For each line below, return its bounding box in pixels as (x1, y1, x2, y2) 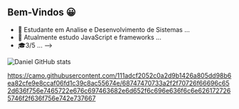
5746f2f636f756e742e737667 (7, 93, 96, 103)
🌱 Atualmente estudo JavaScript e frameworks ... (17, 33, 161, 41)
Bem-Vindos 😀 (7, 6, 76, 19)
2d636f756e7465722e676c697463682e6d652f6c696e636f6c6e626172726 (7, 86, 231, 95)
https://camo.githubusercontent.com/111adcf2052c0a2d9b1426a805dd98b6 (7, 71, 232, 80)
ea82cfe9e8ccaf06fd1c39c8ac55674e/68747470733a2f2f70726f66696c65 (7, 78, 230, 87)
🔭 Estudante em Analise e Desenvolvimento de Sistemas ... (17, 25, 191, 33)
